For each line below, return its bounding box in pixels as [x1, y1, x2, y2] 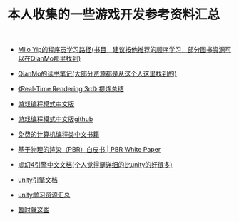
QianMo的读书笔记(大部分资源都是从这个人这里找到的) [17, 69, 177, 78]
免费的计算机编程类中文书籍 [17, 130, 100, 138]
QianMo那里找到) [30, 54, 81, 63]
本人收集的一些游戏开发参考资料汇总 [7, 6, 220, 23]
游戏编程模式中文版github [17, 115, 93, 123]
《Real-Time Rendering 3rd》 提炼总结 [17, 84, 124, 93]
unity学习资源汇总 [17, 190, 71, 199]
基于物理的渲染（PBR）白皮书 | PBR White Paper [17, 145, 161, 153]
